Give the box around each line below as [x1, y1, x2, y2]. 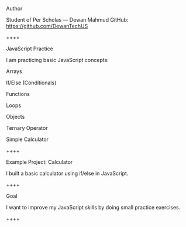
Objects [6, 113, 25, 120]
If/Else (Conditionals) [6, 79, 57, 86]
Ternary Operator [6, 125, 48, 131]
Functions [6, 91, 30, 97]
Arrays [6, 68, 22, 75]
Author [6, 5, 23, 12]
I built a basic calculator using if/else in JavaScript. [6, 170, 129, 177]
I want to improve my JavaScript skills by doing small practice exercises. [6, 204, 181, 211]
